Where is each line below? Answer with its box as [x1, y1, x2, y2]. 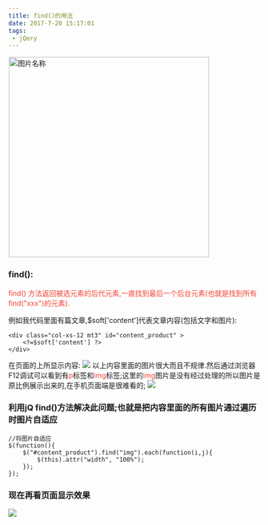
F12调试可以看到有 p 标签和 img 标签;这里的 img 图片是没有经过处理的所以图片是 [8, 370, 261, 380]
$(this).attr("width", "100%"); [37, 455, 146, 463]
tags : [8, 26, 26, 34]
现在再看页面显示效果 [8, 490, 90, 501]
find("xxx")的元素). [8, 298, 70, 308]
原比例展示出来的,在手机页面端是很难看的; [8, 380, 146, 390]
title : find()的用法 [8, 11, 74, 20]
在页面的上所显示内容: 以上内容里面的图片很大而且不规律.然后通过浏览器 [8, 360, 256, 370]
